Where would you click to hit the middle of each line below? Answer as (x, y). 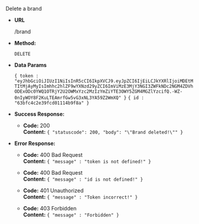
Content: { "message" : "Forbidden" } (71, 214)
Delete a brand (24, 9)
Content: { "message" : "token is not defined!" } (87, 161)
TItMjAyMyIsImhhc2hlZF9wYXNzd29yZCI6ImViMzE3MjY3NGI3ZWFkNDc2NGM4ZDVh (104, 86)
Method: (25, 43)
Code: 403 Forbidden (50, 208)
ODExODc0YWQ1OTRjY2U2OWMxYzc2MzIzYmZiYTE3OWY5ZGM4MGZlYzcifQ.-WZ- (98, 92)
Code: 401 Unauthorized (53, 190)
